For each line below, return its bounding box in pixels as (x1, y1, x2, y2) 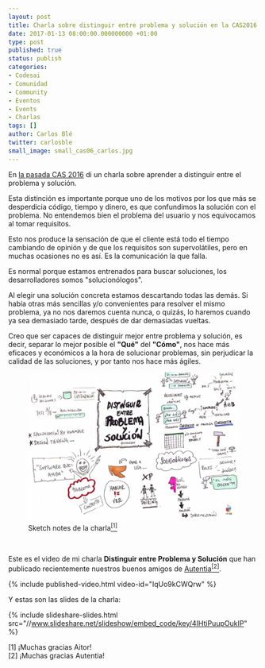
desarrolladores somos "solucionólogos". (8, 275, 143, 284)
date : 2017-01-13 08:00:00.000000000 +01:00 (8, 29, 158, 37)
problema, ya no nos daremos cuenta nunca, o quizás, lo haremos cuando (8, 307, 251, 317)
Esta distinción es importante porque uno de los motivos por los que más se (8, 193, 256, 203)
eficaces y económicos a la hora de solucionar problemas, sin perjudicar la (8, 348, 254, 357)
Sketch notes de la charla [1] (28, 522, 117, 533)
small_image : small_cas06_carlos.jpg (8, 147, 133, 155)
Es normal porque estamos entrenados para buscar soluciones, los (8, 266, 228, 276)
